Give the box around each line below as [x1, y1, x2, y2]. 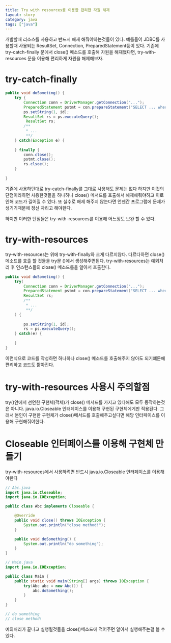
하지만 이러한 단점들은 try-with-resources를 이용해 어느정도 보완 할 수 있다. [5, 215, 156, 222]
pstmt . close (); [23, 157, 56, 162]
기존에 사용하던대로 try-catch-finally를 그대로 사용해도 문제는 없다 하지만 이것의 [5, 186, 164, 192]
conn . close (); [23, 152, 53, 157]
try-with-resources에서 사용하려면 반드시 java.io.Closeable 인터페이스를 [5, 469, 151, 475]
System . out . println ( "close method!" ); [23, 522, 106, 528]
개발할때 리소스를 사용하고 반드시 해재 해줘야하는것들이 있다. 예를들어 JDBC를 [5, 36, 160, 42]
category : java [5, 17, 38, 22]
